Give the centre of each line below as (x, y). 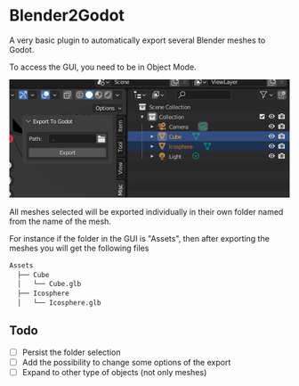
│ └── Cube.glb (49, 284)
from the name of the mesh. (60, 221)
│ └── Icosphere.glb (59, 303)
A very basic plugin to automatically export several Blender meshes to (137, 40)
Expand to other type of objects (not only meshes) (114, 372)
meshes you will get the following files (79, 248)
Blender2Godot (67, 16)
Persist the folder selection (71, 352)
